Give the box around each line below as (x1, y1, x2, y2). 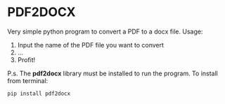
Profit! (17, 55, 36, 64)
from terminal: (7, 76, 49, 84)
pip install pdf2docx (7, 90, 71, 97)
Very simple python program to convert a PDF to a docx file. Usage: (7, 27, 203, 36)
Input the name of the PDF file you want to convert (17, 40, 164, 49)
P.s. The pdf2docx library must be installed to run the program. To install (7, 69, 218, 77)
